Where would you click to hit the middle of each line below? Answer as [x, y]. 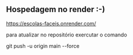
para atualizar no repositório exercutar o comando [66, 35]
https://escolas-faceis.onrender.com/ [51, 23]
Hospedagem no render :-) [56, 10]
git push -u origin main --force [43, 46]
